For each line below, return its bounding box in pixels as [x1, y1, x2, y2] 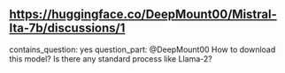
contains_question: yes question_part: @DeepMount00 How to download [9, 44, 276, 55]
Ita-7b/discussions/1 [9, 21, 126, 36]
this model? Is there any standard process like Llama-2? [9, 53, 212, 64]
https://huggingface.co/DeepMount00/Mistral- [9, 7, 277, 22]
